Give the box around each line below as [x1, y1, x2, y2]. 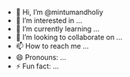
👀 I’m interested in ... [15, 16, 83, 25]
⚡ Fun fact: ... [15, 61, 59, 71]
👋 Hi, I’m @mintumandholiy [15, 8, 104, 16]
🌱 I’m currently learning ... [15, 24, 100, 33]
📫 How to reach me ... [15, 42, 89, 50]
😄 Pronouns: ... [15, 53, 67, 62]
